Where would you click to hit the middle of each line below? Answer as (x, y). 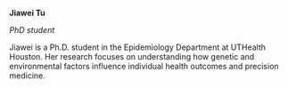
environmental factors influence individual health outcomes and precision (144, 66)
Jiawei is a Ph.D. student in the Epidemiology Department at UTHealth (137, 47)
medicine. (28, 76)
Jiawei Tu (28, 13)
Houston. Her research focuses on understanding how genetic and (132, 56)
